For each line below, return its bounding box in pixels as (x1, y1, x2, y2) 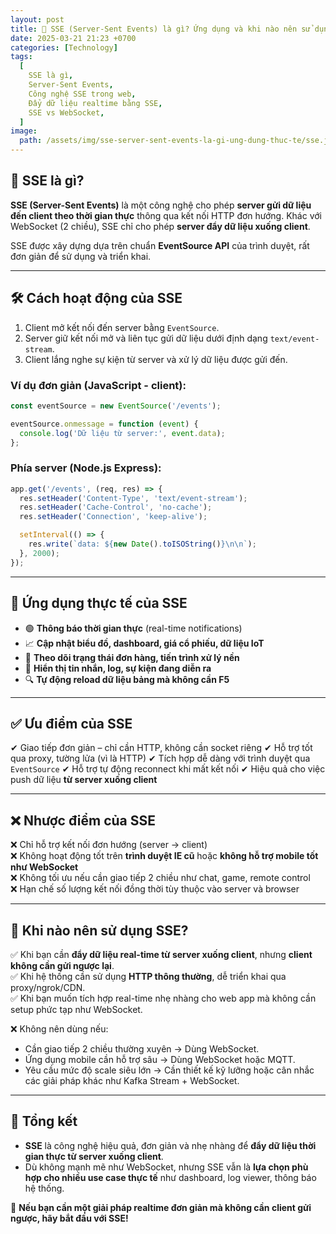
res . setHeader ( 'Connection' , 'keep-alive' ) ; (19, 512, 208, 522)
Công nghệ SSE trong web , (28, 89, 137, 99)
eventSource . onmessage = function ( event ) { (10, 419, 199, 429)
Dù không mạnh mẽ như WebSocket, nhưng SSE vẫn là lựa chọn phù (24, 1161, 309, 1173)
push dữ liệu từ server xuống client (10, 774, 158, 786)
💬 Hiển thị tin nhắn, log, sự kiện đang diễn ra (24, 662, 212, 674)
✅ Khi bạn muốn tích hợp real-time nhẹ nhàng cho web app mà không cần (10, 992, 317, 1004)
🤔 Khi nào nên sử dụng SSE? (10, 922, 189, 939)
